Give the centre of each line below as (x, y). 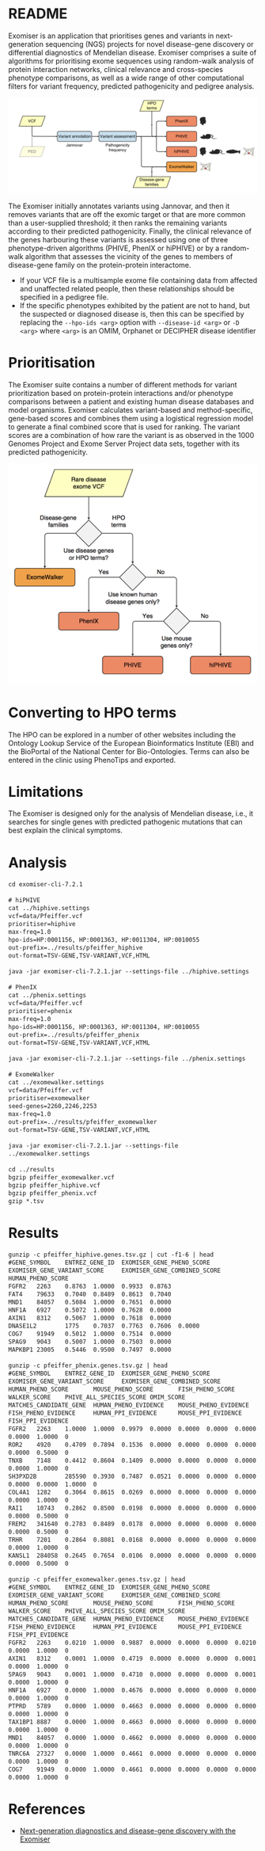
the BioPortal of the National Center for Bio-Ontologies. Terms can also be (129, 751)
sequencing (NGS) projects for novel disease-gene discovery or (150, 44)
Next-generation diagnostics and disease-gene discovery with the (127, 1831)
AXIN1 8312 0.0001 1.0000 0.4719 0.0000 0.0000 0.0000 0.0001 (132, 1659)
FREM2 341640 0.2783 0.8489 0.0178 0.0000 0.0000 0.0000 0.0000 (132, 1524)
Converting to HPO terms (92, 712)
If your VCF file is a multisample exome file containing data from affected (138, 280)
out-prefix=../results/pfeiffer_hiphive (76, 948)
